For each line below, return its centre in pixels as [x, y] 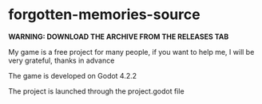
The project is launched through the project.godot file [97, 91]
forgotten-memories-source [105, 15]
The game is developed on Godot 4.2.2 [73, 75]
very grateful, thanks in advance [62, 60]
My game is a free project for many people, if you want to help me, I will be [131, 52]
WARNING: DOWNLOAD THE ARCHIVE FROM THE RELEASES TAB [119, 37]
